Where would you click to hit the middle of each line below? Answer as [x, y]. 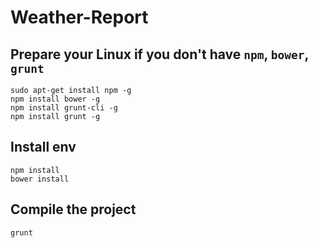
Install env [43, 147]
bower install [40, 179]
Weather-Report [79, 17]
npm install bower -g [55, 99]
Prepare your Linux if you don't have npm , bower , [159, 54]
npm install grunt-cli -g [64, 108]
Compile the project [73, 209]
